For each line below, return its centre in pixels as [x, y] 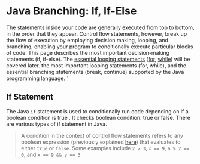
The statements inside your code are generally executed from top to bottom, [100, 27]
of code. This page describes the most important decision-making [88, 52]
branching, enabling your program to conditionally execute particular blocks [100, 47]
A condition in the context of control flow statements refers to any [102, 135]
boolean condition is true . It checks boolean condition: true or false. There [98, 117]
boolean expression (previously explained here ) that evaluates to [101, 142]
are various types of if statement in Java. [57, 124]
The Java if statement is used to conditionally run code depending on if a [97, 111]
